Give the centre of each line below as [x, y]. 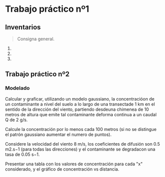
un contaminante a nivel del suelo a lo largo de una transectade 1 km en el [80, 104]
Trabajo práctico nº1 [47, 9]
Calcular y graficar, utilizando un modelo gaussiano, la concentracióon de [80, 99]
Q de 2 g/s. [16, 120]
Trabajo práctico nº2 [37, 74]
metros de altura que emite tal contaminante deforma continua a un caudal [81, 114]
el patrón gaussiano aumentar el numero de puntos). [58, 134]
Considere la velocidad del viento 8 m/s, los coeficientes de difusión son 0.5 [82, 144]
